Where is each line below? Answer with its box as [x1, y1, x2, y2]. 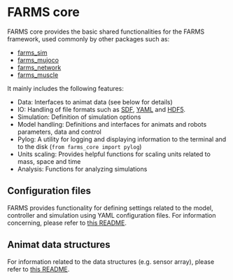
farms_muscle [17, 71, 59, 79]
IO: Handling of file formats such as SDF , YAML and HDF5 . [17, 105, 185, 113]
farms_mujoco [17, 55, 59, 64]
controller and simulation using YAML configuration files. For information [7, 211, 216, 219]
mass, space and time [17, 157, 81, 165]
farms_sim [17, 48, 48, 57]
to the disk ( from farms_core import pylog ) [17, 142, 142, 150]
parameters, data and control [17, 127, 101, 136]
